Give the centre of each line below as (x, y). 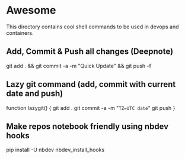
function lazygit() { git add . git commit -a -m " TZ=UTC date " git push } (91, 108)
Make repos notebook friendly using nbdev (87, 126)
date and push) (35, 94)
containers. (20, 33)
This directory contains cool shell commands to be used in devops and (92, 27)
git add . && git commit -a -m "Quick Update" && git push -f (79, 66)
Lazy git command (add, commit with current (91, 84)
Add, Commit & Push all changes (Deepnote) (90, 52)
